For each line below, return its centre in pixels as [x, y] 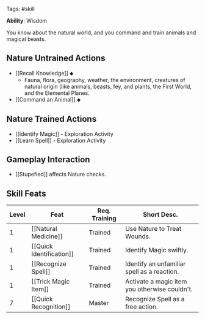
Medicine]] [47, 236]
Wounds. [138, 236]
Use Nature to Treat [153, 229]
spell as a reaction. [152, 272]
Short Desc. [160, 215]
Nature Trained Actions [51, 119]
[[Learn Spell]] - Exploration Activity [60, 140]
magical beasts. [26, 39]
